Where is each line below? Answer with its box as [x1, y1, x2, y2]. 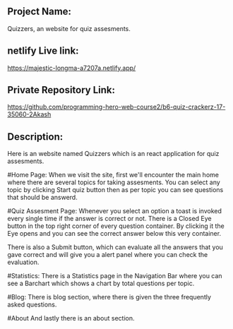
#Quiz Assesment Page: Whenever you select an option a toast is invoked [7, 207, 222, 215]
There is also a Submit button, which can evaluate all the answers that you [7, 243, 224, 251]
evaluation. [7, 258, 40, 267]
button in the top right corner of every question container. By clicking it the [7, 222, 225, 230]
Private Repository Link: [7, 84, 115, 96]
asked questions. [7, 300, 57, 309]
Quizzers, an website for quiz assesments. [7, 24, 131, 32]
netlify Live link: [7, 45, 79, 57]
